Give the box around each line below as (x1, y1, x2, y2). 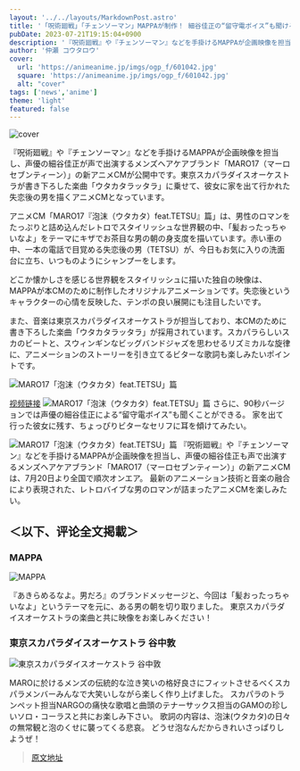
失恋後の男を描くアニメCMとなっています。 (9, 192, 170, 203)
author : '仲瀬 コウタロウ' (9, 46, 100, 55)
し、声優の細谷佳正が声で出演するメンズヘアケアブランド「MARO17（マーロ (9, 158, 291, 170)
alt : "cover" (17, 79, 66, 88)
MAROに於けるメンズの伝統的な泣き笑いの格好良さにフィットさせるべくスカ (9, 677, 291, 688)
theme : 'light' (9, 95, 66, 105)
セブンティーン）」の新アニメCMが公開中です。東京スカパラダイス (9, 170, 252, 180)
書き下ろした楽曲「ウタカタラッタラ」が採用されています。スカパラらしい (9, 327, 283, 337)
